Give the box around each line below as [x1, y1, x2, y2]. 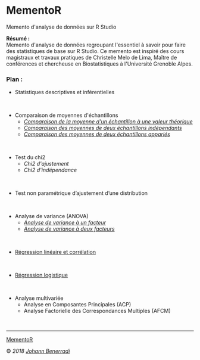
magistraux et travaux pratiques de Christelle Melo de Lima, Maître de [6, 54, 177, 61]
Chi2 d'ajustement [23, 160, 69, 167]
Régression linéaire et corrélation [14, 249, 96, 256]
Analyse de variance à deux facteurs [23, 225, 115, 232]
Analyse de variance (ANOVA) [14, 213, 89, 220]
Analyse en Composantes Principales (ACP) [23, 301, 132, 308]
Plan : [6, 75, 23, 83]
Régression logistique [14, 272, 68, 279]
